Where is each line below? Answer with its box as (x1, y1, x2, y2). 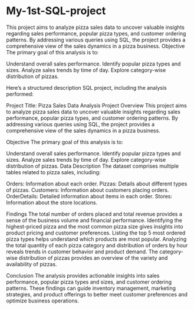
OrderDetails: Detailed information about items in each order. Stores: (6, 192, 173, 200)
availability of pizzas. (6, 260, 57, 267)
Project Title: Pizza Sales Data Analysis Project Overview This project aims (6, 102, 187, 109)
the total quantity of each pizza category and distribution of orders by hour (6, 242, 188, 249)
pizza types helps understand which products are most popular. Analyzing (6, 235, 187, 243)
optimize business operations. (6, 297, 80, 304)
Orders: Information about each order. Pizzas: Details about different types (6, 180, 188, 187)
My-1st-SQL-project (6, 4, 106, 18)
